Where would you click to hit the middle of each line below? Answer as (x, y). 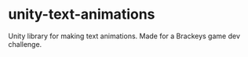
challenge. (25, 44)
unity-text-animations (82, 14)
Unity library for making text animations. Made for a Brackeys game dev (124, 36)
